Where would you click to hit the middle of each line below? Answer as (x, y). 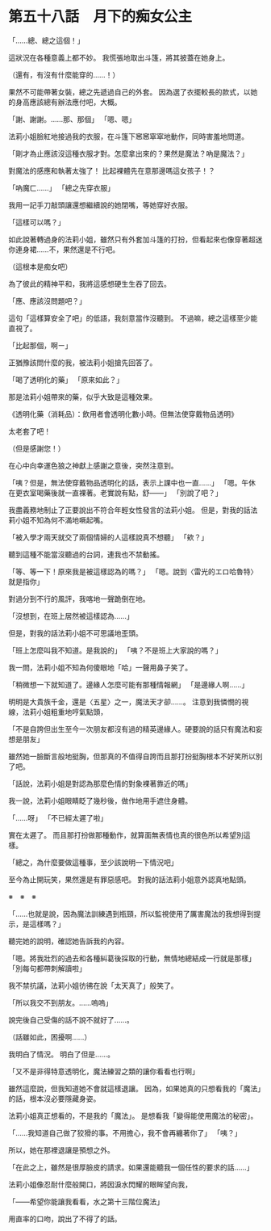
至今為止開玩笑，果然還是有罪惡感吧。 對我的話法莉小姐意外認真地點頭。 (129, 879)
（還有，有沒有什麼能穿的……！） (64, 74)
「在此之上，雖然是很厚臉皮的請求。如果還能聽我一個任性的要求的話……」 (131, 1167)
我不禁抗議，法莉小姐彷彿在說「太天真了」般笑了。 (93, 985)
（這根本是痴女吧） (40, 267)
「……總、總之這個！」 (46, 40)
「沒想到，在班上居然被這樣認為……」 (71, 615)
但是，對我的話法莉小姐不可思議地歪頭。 (75, 633)
